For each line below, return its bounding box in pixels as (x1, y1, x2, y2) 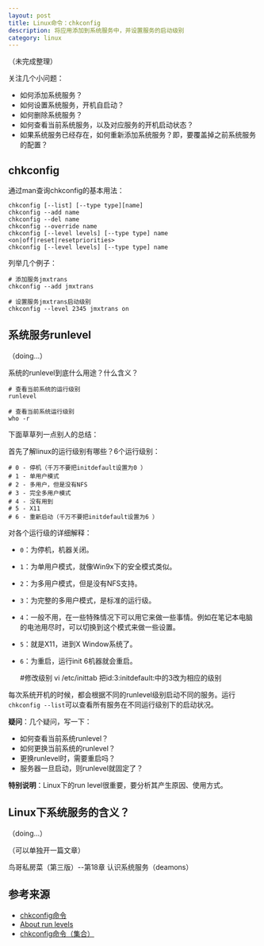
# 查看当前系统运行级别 (8, 407, 75, 416)
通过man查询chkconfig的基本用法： (8, 186, 124, 196)
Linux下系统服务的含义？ (8, 806, 130, 820)
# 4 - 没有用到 (8, 498, 54, 506)
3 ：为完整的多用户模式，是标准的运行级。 (19, 595, 156, 605)
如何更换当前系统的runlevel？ (19, 743, 117, 753)
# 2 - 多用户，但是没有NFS (8, 480, 88, 489)
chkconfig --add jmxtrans (8, 283, 94, 291)
